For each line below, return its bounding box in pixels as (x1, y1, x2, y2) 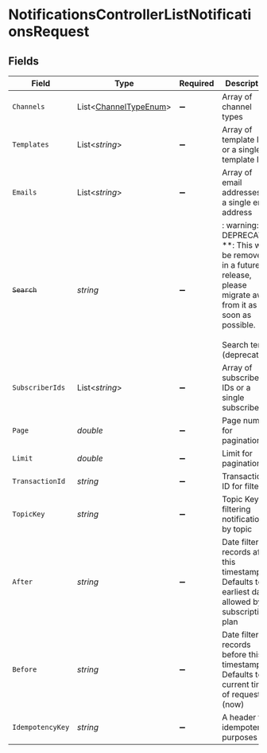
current (222, 679, 250, 690)
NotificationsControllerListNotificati (8, 6, 252, 24)
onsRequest (8, 22, 90, 41)
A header (222, 712, 257, 723)
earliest (222, 586, 250, 597)
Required (179, 78, 215, 88)
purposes (222, 731, 258, 743)
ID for (222, 480, 243, 492)
